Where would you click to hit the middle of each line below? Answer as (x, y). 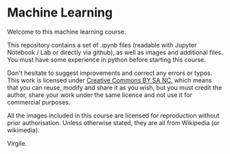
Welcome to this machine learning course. (67, 32)
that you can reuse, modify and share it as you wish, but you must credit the (115, 87)
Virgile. (17, 143)
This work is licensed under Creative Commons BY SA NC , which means (110, 80)
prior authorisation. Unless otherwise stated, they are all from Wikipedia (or (113, 122)
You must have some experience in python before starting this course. (106, 59)
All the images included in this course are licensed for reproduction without (113, 115)
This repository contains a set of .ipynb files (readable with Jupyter (102, 45)
